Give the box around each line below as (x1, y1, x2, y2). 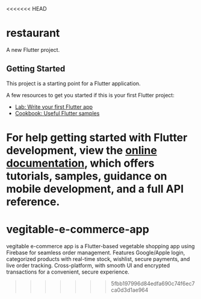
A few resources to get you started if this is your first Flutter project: (6, 91, 175, 98)
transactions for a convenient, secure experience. (6, 268, 129, 275)
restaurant (6, 27, 60, 40)
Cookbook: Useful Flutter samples (14, 109, 100, 117)
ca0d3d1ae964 (111, 286, 149, 294)
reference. (6, 195, 60, 208)
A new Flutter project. (6, 46, 60, 53)
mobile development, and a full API (6, 182, 184, 196)
